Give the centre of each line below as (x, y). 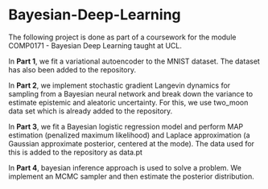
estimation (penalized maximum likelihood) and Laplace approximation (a (130, 135)
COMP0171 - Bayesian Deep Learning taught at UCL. (95, 45)
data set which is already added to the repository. (91, 111)
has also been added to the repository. (72, 69)
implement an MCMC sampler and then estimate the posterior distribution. (132, 176)
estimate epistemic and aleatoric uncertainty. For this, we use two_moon (128, 102)
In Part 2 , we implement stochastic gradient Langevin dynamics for (120, 85)
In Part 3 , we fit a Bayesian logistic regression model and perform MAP (126, 126)
